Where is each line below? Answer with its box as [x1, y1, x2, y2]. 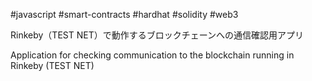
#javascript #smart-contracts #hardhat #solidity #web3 [10, 9, 239, 20]
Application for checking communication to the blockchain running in [10, 49, 295, 61]
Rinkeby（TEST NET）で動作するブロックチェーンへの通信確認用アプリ [10, 29, 305, 41]
